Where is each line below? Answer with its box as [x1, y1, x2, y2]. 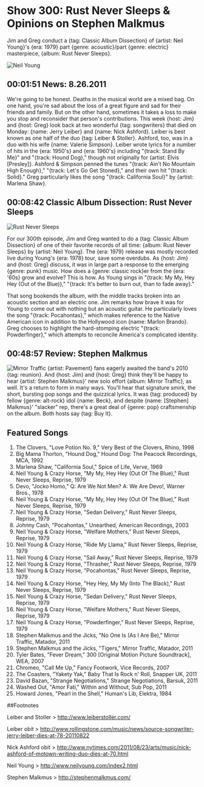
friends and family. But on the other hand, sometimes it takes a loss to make [7, 108, 197, 116]
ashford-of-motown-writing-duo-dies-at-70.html [7, 750, 129, 758]
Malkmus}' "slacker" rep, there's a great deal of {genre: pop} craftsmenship [7, 404, 197, 411]
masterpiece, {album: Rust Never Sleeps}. [7, 49, 112, 57]
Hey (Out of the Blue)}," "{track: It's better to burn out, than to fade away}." [7, 280, 195, 287]
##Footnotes [7, 702, 39, 709]
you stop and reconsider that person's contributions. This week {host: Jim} [7, 115, 195, 122]
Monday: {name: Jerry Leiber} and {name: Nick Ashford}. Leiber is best [7, 127, 186, 135]
